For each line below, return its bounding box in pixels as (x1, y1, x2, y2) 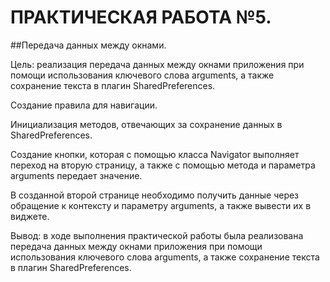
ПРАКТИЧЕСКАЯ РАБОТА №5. (10, 6, 272, 29)
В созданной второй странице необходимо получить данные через (10, 189, 300, 201)
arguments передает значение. (10, 169, 143, 181)
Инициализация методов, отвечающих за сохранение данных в (10, 118, 283, 130)
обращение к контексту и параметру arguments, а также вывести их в (10, 199, 312, 211)
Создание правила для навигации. (10, 99, 158, 111)
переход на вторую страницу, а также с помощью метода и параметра (10, 159, 316, 171)
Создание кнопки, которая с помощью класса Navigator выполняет (10, 148, 300, 160)
